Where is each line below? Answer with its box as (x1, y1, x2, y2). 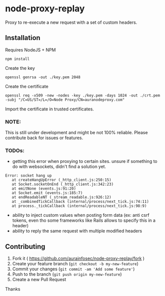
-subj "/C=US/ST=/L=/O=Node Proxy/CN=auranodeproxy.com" (5, 97, 125, 102)
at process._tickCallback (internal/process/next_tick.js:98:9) (11, 203, 147, 208)
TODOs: (5, 147, 25, 154)
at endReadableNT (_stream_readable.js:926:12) (11, 195, 112, 200)
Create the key (5, 65, 36, 71)
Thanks (5, 286, 21, 292)
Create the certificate (5, 83, 48, 89)
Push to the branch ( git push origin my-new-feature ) (12, 271, 122, 277)
